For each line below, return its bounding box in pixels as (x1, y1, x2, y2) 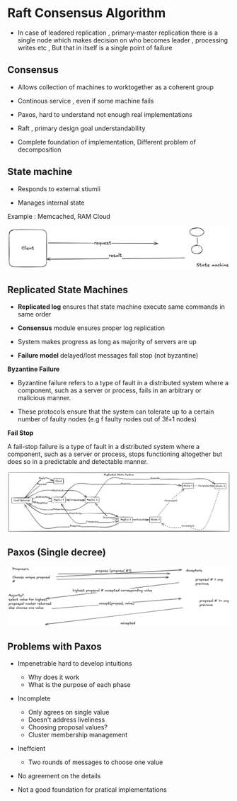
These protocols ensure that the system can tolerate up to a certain (17, 407, 214, 416)
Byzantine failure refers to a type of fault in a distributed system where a (17, 379, 229, 387)
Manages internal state (17, 198, 85, 207)
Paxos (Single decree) (7, 547, 106, 559)
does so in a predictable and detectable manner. (7, 458, 149, 466)
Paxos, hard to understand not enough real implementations (17, 110, 193, 118)
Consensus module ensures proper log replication (17, 324, 165, 332)
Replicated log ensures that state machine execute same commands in (17, 302, 225, 311)
